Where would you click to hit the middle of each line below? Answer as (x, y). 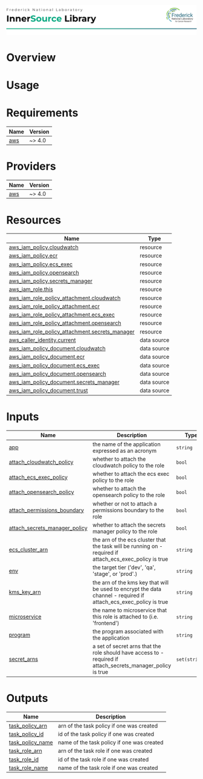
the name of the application (127, 444)
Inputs (23, 417)
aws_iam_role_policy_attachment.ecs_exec (62, 315)
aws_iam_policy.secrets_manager (50, 281)
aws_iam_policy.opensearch (44, 272)
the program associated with (128, 632)
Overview (31, 57)
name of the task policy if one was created (111, 743)
